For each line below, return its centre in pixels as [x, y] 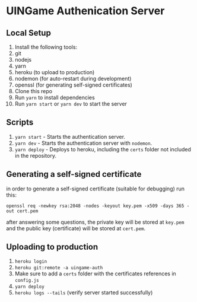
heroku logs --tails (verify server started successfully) [84, 293]
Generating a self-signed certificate [74, 174]
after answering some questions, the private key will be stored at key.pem [95, 222]
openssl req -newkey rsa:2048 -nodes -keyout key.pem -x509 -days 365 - [98, 206]
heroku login [31, 262]
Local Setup [29, 33]
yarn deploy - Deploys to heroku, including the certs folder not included [103, 149]
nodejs [23, 60]
